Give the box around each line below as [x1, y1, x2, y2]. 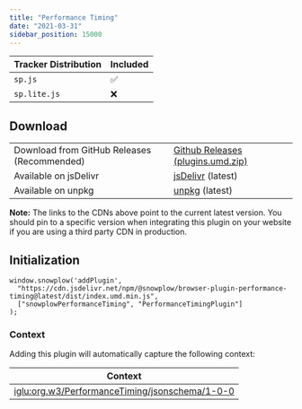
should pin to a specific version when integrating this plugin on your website [9, 217, 292, 228]
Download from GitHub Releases [13, 144, 152, 157]
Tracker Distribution [13, 58, 102, 71]
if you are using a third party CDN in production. [9, 226, 187, 238]
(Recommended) [13, 155, 85, 168]
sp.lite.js [13, 89, 60, 100]
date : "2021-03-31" [9, 22, 83, 30]
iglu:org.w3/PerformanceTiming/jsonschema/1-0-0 [13, 385, 235, 397]
